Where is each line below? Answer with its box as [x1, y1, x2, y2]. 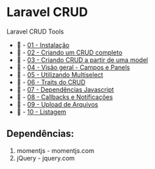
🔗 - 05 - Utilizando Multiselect [16, 71, 103, 79]
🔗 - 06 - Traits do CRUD [16, 78, 86, 86]
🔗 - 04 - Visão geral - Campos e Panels [16, 63, 131, 71]
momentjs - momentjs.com [16, 146, 95, 154]
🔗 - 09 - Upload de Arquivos [16, 100, 98, 108]
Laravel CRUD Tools [6, 27, 64, 36]
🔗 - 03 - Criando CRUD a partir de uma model [16, 55, 148, 64]
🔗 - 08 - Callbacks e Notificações [16, 92, 113, 101]
